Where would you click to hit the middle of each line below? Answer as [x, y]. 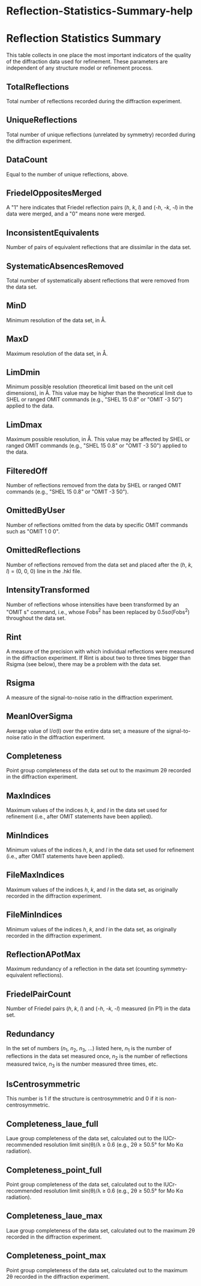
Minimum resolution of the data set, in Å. [56, 320]
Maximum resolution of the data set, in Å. [57, 353]
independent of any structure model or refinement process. [79, 68]
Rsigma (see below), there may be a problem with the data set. [84, 664]
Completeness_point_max [56, 1256]
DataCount [27, 160]
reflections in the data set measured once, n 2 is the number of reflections [97, 1056]
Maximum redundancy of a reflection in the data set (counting [82, 969]
